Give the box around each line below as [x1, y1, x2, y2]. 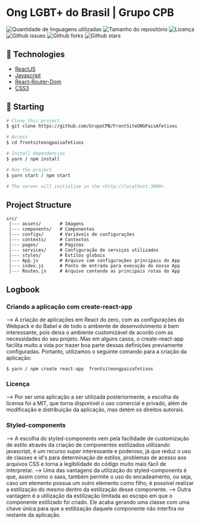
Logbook [6, 284, 40, 294]
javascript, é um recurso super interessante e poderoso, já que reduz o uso [6, 447, 191, 454]
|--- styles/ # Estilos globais [8, 252, 106, 258]
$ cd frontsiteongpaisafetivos [6, 140, 84, 146]
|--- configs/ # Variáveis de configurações [8, 231, 135, 237]
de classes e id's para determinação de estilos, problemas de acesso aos [6, 454, 187, 461]
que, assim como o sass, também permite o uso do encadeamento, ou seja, [6, 473, 193, 480]
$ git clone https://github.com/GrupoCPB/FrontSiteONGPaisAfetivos [6, 123, 178, 130]
